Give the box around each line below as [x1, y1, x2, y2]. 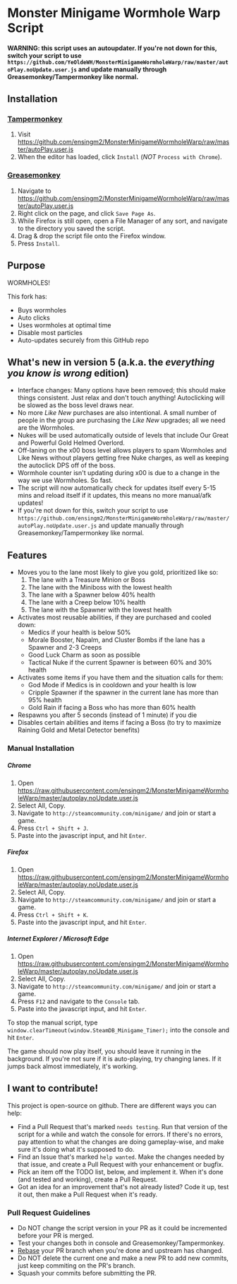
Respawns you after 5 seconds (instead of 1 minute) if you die [17, 711, 197, 719]
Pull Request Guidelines [7, 1208, 90, 1218]
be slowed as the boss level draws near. [17, 401, 134, 409]
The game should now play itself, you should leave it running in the [7, 1047, 202, 1056]
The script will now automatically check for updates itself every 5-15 [17, 484, 217, 492]
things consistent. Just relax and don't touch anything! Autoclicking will [17, 394, 225, 402]
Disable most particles [17, 328, 83, 337]
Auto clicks [17, 313, 51, 322]
